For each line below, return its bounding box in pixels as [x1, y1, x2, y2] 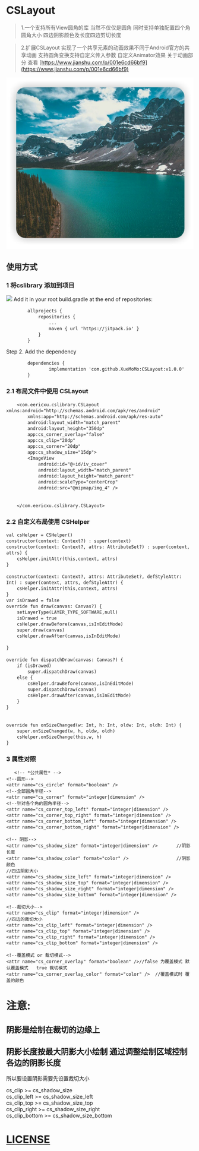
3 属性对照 [6, 755, 36, 763]
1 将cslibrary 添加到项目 [6, 281, 75, 289]
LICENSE [6, 1133, 50, 1146]
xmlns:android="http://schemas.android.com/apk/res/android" [6, 407, 161, 413]
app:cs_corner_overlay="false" [27, 431, 105, 437]
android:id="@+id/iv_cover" [37, 461, 108, 467]
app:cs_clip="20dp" [27, 437, 76, 443]
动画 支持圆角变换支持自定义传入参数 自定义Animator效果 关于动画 [26, 51, 188, 58]
